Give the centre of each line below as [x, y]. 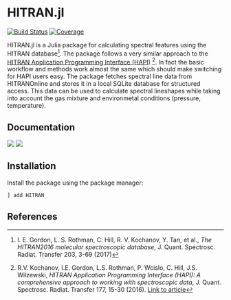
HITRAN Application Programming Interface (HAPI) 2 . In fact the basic [106, 61]
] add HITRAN [26, 195]
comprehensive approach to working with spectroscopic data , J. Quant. [119, 282]
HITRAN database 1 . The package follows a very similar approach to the [108, 53]
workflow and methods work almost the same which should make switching [114, 69]
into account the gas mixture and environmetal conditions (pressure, [104, 98]
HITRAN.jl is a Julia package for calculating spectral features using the [107, 45]
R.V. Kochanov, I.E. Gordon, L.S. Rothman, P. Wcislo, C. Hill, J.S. [107, 267]
